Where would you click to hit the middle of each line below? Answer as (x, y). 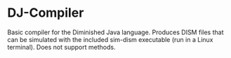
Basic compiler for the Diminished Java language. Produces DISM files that (115, 32)
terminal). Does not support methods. (61, 47)
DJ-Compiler (46, 13)
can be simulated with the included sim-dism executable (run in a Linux (110, 39)
